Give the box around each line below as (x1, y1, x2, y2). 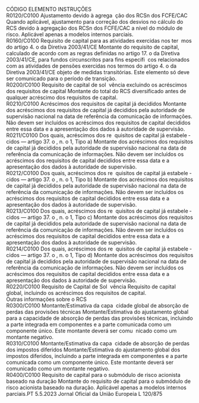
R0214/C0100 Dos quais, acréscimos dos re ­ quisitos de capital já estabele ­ (6, 245, 192, 252)
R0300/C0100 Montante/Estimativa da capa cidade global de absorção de (6, 302, 189, 309)
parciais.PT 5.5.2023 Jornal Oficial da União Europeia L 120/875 (6, 391, 163, 397)
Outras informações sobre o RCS (6, 296, 87, 303)
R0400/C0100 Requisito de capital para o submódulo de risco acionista (6, 372, 181, 378)
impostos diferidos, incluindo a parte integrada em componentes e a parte (6, 353, 188, 359)
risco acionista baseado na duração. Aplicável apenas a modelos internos (6, 384, 187, 391)
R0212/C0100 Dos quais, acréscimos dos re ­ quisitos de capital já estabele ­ (6, 170, 192, 176)
